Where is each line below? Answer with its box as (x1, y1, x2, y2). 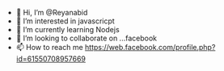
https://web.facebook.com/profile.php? (84, 43, 216, 52)
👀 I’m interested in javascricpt (15, 16, 115, 26)
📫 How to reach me (15, 43, 83, 52)
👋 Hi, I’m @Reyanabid (15, 8, 88, 17)
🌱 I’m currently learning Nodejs (15, 25, 120, 34)
